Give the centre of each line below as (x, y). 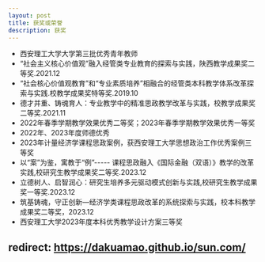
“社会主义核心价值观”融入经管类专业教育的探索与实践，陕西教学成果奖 (134, 63)
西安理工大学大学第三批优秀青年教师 (79, 54)
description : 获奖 (37, 30)
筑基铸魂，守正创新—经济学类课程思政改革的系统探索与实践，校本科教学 (137, 202)
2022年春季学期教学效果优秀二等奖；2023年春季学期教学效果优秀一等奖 (137, 123)
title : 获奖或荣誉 (36, 23)
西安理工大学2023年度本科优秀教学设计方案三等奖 (101, 222)
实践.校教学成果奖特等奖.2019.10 (86, 93)
